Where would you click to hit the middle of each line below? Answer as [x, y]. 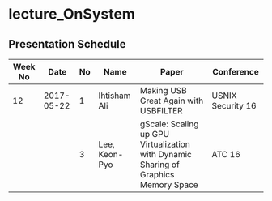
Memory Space [169, 185]
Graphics [157, 175]
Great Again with [172, 100]
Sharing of [160, 165]
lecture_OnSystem [72, 14]
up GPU [155, 134]
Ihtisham [115, 96]
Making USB [164, 90]
